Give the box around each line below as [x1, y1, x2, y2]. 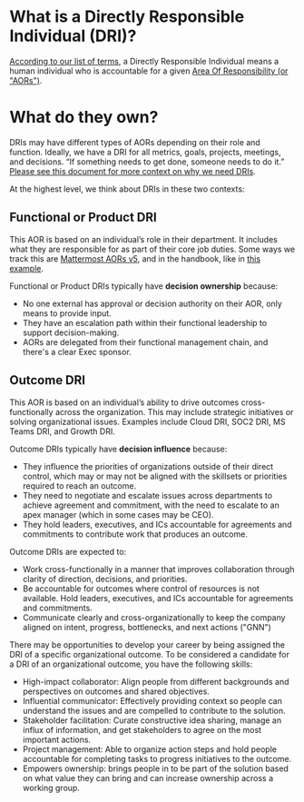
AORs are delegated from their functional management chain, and [22, 336, 269, 347]
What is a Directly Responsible [9, 6, 245, 27]
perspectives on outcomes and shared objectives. [22, 686, 211, 697]
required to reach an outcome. [22, 480, 137, 491]
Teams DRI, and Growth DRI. [9, 425, 115, 437]
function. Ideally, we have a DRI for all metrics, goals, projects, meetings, [9, 146, 281, 157]
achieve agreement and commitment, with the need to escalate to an [22, 500, 279, 510]
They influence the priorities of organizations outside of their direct [22, 460, 274, 471]
